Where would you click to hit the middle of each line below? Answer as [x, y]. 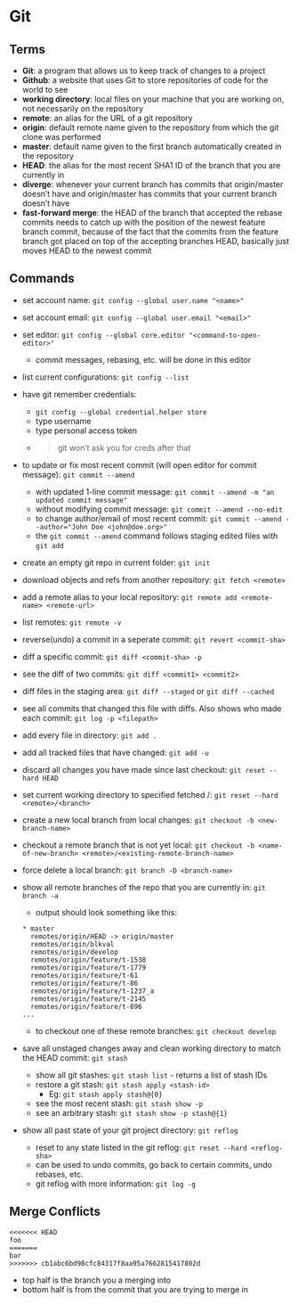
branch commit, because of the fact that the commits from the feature [150, 232]
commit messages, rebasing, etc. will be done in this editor [143, 359]
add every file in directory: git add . [89, 735]
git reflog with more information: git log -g [115, 1184]
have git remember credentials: [79, 394]
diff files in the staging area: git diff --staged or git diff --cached [148, 691]
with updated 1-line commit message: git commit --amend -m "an [155, 491]
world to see [45, 90]
